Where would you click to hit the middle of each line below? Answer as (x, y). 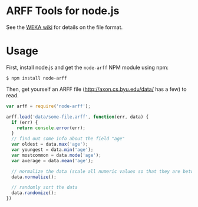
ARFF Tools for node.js (63, 11)
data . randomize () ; (34, 193)
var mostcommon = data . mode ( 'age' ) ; (56, 155)
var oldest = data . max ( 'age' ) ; (50, 144)
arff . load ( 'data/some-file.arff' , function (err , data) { (77, 117)
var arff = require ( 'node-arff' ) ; (49, 106)
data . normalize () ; (34, 177)
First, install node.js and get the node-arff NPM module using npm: (88, 67)
